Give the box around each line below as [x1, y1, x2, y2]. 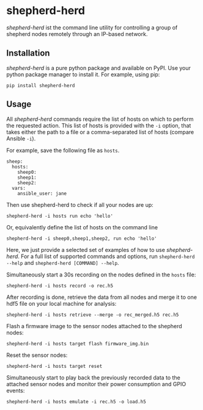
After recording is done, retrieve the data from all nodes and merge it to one [6, 293, 197, 301]
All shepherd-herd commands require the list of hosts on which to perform [6, 115, 194, 123]
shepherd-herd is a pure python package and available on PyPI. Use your [6, 64, 191, 71]
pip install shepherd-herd [6, 82, 75, 88]
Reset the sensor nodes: [6, 351, 68, 359]
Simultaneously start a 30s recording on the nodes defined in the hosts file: [6, 271, 196, 278]
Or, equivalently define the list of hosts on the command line [6, 223, 158, 231]
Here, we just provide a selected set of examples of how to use [6, 246, 165, 253]
